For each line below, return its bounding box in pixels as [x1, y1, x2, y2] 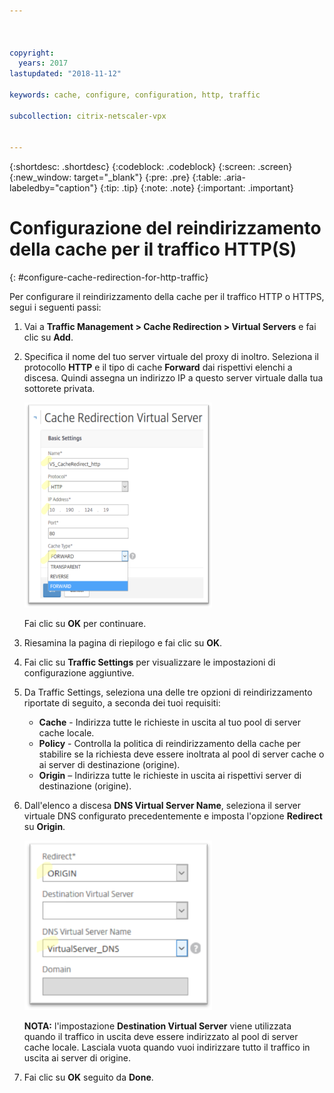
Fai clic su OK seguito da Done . [23, 1071, 154, 1084]
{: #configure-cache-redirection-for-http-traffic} [9, 271, 209, 284]
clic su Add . [23, 331, 74, 344]
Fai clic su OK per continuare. [23, 617, 147, 629]
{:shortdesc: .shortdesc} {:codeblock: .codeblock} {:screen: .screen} [9, 161, 293, 173]
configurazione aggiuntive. [23, 666, 135, 679]
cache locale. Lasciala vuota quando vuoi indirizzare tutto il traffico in [23, 1041, 311, 1054]
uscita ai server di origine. [23, 1052, 132, 1064]
